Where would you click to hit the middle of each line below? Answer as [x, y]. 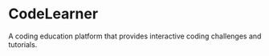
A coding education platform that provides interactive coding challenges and [135, 36]
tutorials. [23, 44]
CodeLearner [53, 14]
